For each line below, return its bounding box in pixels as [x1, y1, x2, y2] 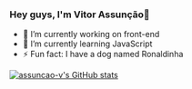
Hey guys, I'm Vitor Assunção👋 [9, 8, 150, 21]
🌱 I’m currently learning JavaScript [22, 38, 153, 49]
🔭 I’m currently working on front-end [22, 29, 160, 40]
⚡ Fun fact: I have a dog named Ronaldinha [22, 49, 184, 60]
